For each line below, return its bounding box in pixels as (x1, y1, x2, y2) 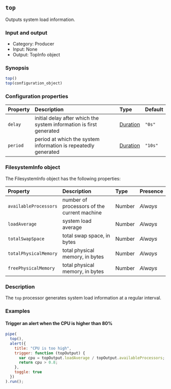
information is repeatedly (35, 142, 95, 149)
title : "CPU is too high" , (14, 346, 72, 351)
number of (62, 196, 88, 203)
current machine (62, 209, 102, 216)
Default (145, 106, 163, 113)
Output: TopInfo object (12, 52, 60, 58)
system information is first (35, 121, 97, 128)
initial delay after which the (35, 115, 99, 122)
